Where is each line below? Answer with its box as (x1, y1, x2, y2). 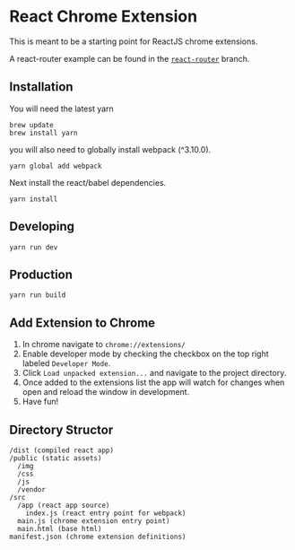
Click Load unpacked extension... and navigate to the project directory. (22, 368, 287, 379)
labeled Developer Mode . (22, 358, 111, 369)
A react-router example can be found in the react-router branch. (9, 53, 250, 64)
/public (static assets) (9, 454, 102, 463)
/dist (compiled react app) (9, 446, 115, 455)
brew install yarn (9, 128, 78, 137)
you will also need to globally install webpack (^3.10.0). (9, 144, 212, 154)
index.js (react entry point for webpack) (25, 509, 187, 518)
